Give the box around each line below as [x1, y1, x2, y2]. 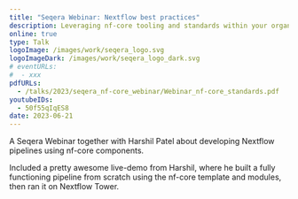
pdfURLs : [9, 79, 42, 88]
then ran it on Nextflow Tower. [9, 181, 120, 192]
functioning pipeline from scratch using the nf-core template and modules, [9, 172, 282, 182]
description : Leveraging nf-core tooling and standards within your [9, 21, 268, 30]
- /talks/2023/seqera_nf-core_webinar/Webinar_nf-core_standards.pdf [17, 87, 279, 96]
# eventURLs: [9, 63, 58, 72]
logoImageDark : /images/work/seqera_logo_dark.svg [9, 54, 200, 63]
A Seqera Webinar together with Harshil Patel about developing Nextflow [9, 136, 275, 147]
